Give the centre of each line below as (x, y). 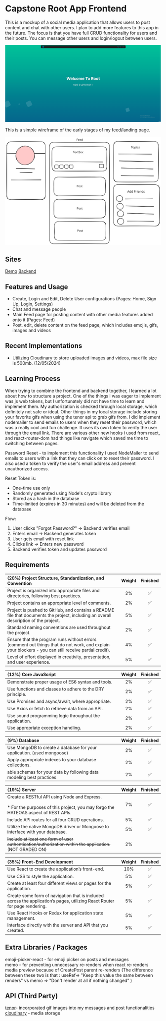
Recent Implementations (44, 346)
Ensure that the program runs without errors (52, 639)
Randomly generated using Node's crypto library (62, 493)
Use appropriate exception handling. (44, 728)
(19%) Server (21, 790)
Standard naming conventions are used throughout (59, 627)
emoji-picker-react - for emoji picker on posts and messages (67, 959)
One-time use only (31, 488)
